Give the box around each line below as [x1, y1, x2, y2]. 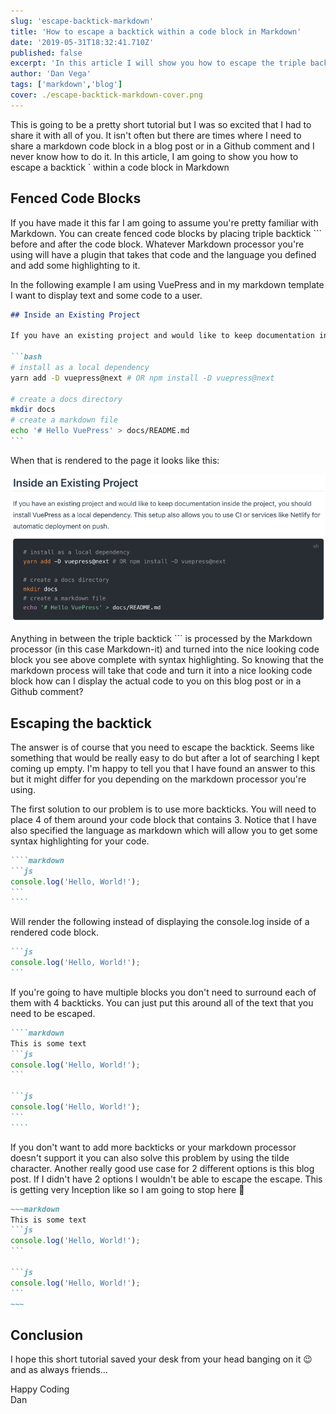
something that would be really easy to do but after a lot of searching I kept [10, 751, 320, 764]
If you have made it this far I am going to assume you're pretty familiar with [10, 216, 319, 229]
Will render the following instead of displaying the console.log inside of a [10, 916, 310, 928]
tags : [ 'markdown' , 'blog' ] [10, 80, 123, 90]
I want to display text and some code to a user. [10, 289, 203, 301]
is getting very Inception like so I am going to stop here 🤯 [10, 1183, 245, 1195]
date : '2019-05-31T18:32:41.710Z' [10, 37, 155, 47]
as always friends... [28, 1364, 108, 1376]
